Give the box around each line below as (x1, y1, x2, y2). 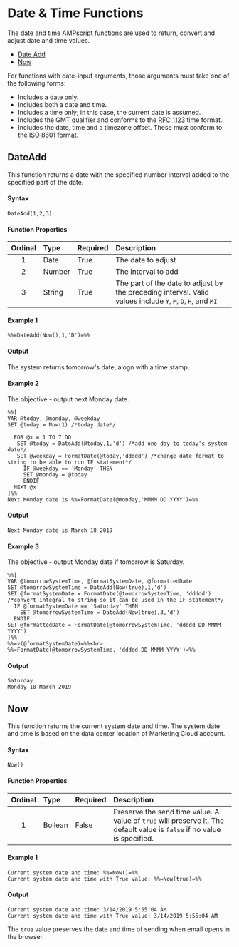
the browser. (7, 933, 45, 941)
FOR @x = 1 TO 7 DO (14, 434, 72, 441)
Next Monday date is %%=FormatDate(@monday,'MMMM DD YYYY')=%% (7, 496, 199, 503)
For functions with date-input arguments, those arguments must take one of (7, 71, 230, 80)
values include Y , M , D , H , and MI (115, 296, 218, 306)
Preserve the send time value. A (113, 807, 220, 817)
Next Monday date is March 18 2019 (7, 526, 113, 534)
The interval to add (115, 267, 179, 277)
